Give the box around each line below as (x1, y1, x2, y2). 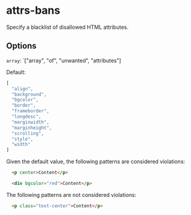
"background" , (11, 91, 47, 97)
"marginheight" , (11, 124, 52, 131)
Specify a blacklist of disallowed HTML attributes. (6, 23, 129, 31)
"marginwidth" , (11, 119, 50, 125)
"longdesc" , (11, 114, 42, 120)
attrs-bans (6, 4, 60, 17)
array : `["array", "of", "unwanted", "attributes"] (6, 56, 122, 64)
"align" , (11, 85, 34, 92)
